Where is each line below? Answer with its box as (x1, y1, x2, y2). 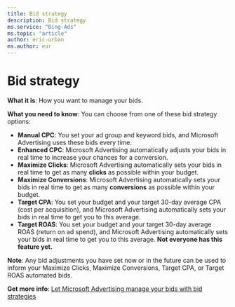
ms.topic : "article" (7, 29, 68, 37)
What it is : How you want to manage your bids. (7, 96, 144, 104)
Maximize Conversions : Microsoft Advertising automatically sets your (17, 175, 221, 184)
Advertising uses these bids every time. (17, 138, 132, 146)
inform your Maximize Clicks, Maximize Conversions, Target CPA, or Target (7, 264, 224, 272)
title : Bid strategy (7, 10, 68, 18)
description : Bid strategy (7, 17, 86, 24)
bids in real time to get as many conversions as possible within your (17, 183, 215, 191)
